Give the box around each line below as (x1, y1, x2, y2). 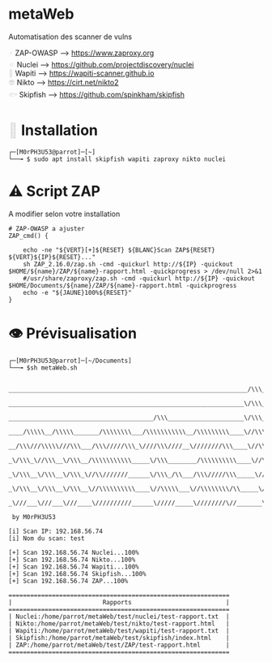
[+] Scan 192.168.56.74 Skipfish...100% (8, 569, 147, 578)
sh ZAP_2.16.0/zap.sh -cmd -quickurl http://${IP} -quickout (23, 260, 233, 268)
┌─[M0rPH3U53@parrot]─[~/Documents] (8, 357, 132, 365)
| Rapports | (8, 598, 230, 606)
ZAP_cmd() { (8, 231, 49, 240)
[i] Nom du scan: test (8, 534, 85, 543)
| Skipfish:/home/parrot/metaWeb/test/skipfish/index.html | (8, 634, 230, 642)
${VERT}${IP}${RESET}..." (8, 253, 96, 261)
